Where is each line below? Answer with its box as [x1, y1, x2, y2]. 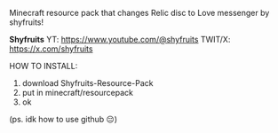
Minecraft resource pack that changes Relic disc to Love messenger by [9, 8, 270, 18]
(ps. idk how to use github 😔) [9, 114, 118, 124]
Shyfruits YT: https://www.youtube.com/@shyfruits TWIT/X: [9, 35, 231, 44]
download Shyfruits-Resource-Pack [21, 78, 154, 88]
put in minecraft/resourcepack [21, 88, 134, 98]
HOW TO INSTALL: [9, 61, 78, 71]
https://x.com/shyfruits [9, 43, 93, 54]
